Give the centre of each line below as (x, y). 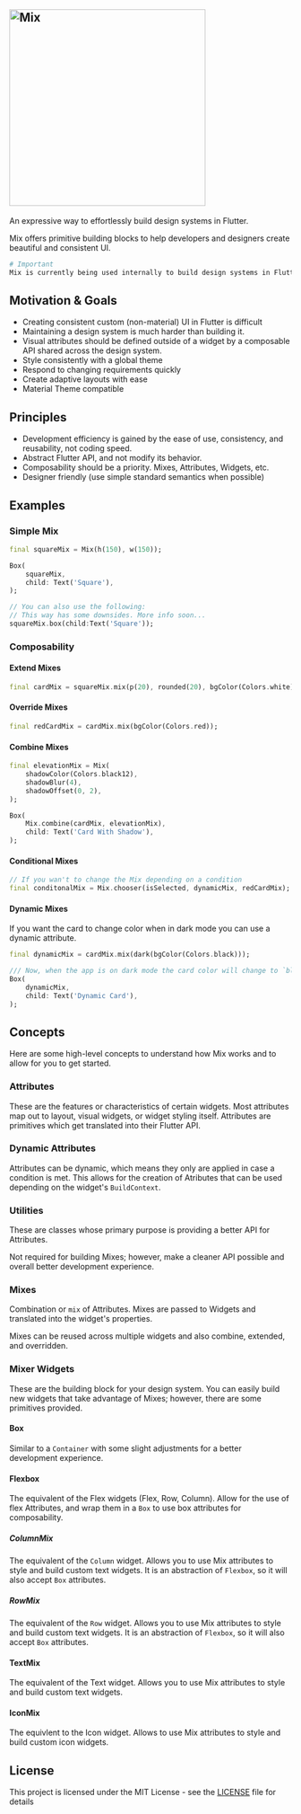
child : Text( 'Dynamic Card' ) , (82, 995)
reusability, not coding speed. (77, 448)
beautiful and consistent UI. (60, 247)
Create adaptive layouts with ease (85, 379)
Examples (37, 505)
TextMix (25, 1662)
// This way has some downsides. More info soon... (107, 615)
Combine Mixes (39, 747)
